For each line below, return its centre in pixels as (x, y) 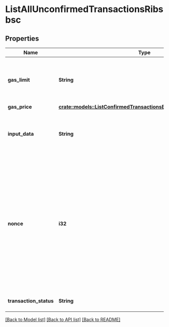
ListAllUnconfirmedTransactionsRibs (84, 9)
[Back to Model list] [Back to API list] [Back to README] (63, 319)
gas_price (20, 107)
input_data (21, 134)
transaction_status (31, 301)
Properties (22, 38)
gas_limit (19, 80)
